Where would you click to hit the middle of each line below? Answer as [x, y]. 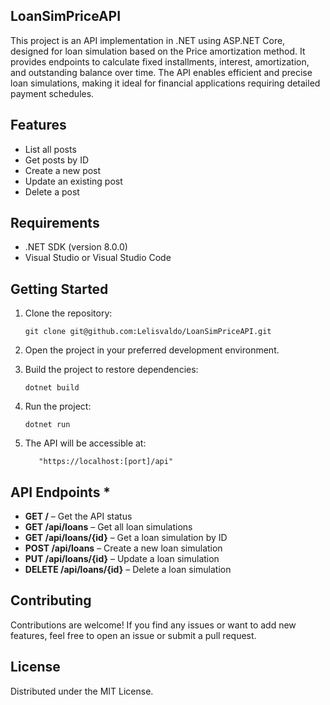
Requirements [55, 223]
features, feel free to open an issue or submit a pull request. [133, 635]
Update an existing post [73, 181]
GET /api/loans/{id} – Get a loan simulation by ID [126, 538]
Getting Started [59, 289]
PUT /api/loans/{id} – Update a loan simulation [122, 559]
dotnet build [52, 388]
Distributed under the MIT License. [82, 691]
